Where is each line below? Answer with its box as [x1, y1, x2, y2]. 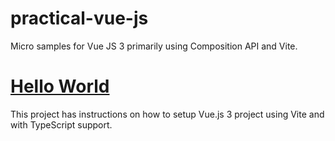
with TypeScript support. [10, 118, 113, 131]
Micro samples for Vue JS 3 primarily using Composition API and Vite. [10, 40, 298, 52]
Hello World [10, 75, 110, 98]
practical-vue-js [10, 7, 149, 30]
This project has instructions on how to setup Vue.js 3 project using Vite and [10, 108, 325, 120]
